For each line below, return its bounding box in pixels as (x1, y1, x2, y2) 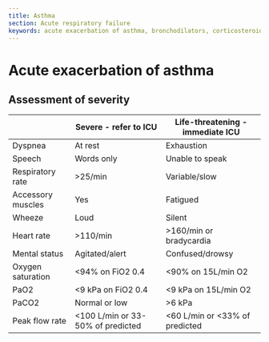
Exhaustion (165, 140, 208, 151)
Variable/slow (165, 171, 218, 183)
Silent (165, 212, 187, 223)
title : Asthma (8, 11, 56, 20)
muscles (12, 199, 44, 211)
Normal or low (74, 297, 128, 308)
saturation (12, 272, 50, 283)
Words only (74, 153, 118, 164)
